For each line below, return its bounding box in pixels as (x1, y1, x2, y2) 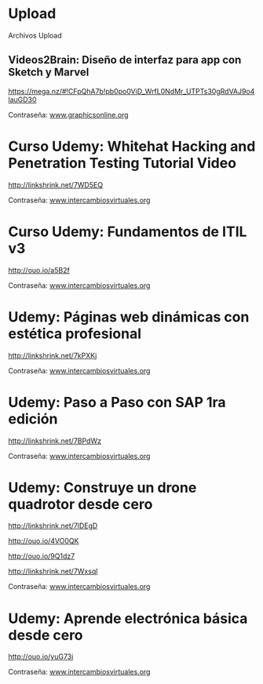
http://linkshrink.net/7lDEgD (8, 521, 98, 530)
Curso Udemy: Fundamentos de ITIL (8, 223, 247, 240)
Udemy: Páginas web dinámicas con (8, 307, 250, 326)
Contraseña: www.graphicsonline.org (8, 110, 129, 119)
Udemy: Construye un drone (8, 478, 197, 497)
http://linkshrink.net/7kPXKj (8, 351, 97, 360)
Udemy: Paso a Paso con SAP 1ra (8, 393, 226, 411)
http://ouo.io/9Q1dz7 (8, 551, 75, 561)
